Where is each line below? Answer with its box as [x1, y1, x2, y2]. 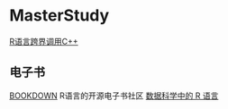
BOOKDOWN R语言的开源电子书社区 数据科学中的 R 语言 [9, 90, 219, 101]
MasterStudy [9, 5, 110, 26]
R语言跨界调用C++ [9, 36, 78, 46]
